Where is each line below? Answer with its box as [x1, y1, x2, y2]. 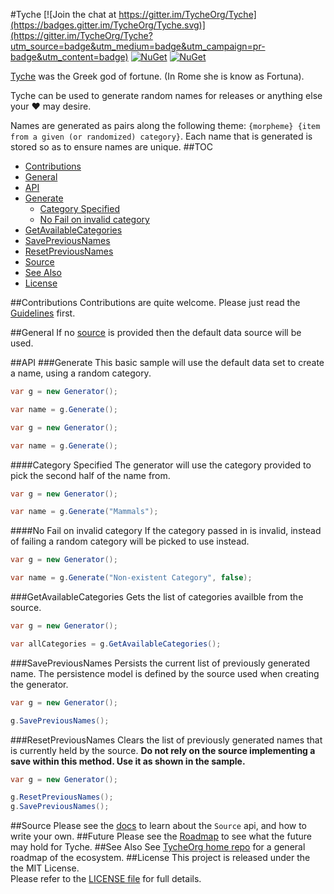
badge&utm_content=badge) [10, 51, 129, 63]
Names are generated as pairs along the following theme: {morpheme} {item [10, 120, 321, 131]
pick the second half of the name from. [10, 469, 171, 481]
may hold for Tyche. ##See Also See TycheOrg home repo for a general [10, 841, 306, 853]
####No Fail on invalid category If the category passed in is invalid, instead [10, 525, 322, 537]
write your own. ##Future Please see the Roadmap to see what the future [10, 830, 312, 843]
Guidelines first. [10, 307, 76, 319]
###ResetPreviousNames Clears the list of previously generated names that [10, 734, 323, 746]
